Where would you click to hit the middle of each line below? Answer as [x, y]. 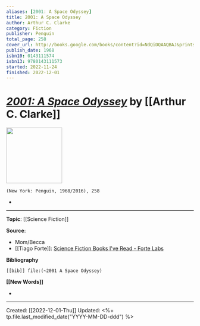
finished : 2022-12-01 [33, 72]
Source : [16, 231]
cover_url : [20, 45]
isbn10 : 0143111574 [30, 56]
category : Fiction [29, 28]
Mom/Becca [30, 242]
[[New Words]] [25, 282]
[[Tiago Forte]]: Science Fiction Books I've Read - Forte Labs [89, 249]
